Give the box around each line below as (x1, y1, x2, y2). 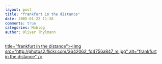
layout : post (5, 7, 32, 12)
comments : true (5, 21, 36, 26)
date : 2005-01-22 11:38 (5, 16, 54, 21)
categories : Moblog (5, 25, 45, 30)
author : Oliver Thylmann (5, 30, 56, 35)
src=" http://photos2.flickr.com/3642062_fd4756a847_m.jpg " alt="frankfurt (5, 48, 157, 54)
